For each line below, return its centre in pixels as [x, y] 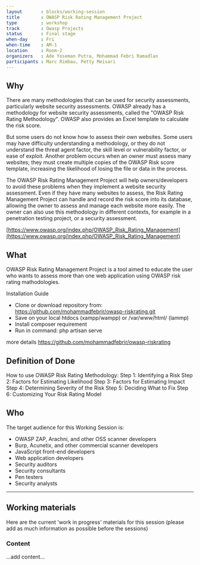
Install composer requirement [51, 324]
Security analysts [36, 483]
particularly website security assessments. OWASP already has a [86, 106]
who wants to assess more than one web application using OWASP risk [93, 276]
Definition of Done [41, 361]
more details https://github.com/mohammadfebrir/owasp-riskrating [88, 342]
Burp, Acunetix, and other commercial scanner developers [86, 445]
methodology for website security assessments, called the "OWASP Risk [95, 113]
